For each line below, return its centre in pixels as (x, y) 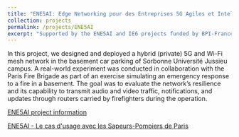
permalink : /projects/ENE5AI (51, 27)
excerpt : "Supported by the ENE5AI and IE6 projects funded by (103, 34)
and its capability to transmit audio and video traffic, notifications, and (110, 91)
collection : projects (39, 20)
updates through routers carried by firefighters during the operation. (107, 99)
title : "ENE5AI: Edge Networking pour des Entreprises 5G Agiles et (111, 14)
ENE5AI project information (47, 112)
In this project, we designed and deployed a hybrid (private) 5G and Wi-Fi (115, 54)
